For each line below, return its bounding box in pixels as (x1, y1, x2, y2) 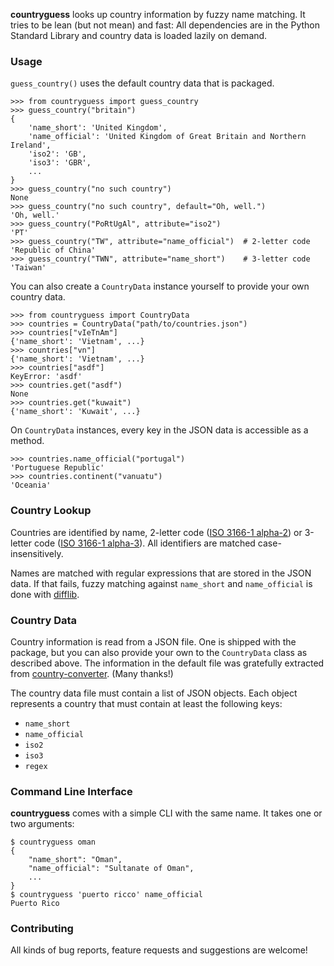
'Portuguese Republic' (10, 463, 105, 473)
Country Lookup (10, 504, 92, 518)
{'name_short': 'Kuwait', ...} (10, 407, 141, 417)
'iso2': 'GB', (28, 149, 87, 159)
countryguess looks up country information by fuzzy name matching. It (10, 9, 306, 20)
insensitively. (10, 547, 64, 559)
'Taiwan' (10, 263, 47, 273)
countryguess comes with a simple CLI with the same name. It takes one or (10, 807, 323, 819)
